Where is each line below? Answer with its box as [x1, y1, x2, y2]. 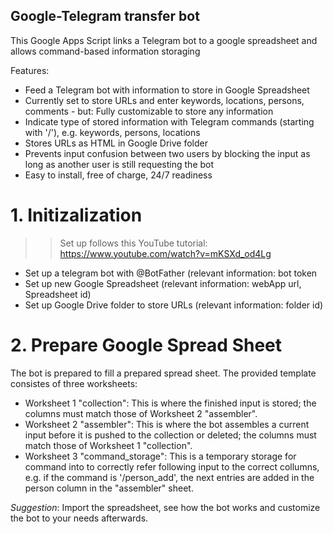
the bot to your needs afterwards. [10, 512, 149, 524]
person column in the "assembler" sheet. [24, 482, 194, 494]
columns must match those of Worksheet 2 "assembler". [24, 407, 258, 419]
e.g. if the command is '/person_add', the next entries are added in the [24, 471, 315, 483]
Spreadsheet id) [24, 288, 92, 300]
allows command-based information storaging [10, 45, 201, 57]
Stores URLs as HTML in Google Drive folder [24, 137, 209, 149]
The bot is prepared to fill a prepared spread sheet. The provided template [10, 367, 317, 379]
